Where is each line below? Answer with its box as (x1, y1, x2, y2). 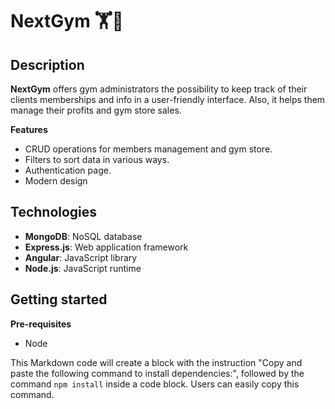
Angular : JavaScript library (24, 251, 138, 263)
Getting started (10, 291, 108, 308)
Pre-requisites (10, 318, 72, 330)
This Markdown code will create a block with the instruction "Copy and (10, 356, 303, 368)
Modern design (24, 175, 88, 187)
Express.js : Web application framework (24, 241, 189, 253)
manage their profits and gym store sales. (10, 104, 182, 116)
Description (10, 56, 85, 73)
